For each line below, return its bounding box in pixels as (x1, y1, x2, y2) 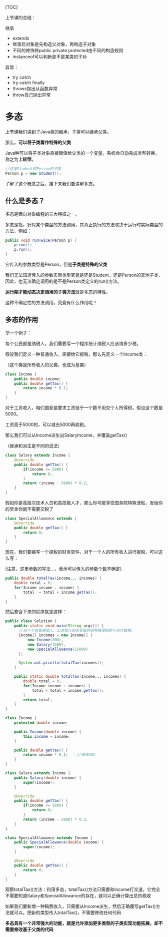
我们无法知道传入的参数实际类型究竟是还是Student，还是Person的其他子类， (5, 272, 163, 278)
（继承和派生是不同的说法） (5, 443, 62, 449)
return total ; (23, 697, 52, 702)
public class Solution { (5, 619, 57, 624)
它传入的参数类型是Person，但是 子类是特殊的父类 (5, 261, 107, 267)
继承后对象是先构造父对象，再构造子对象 (12, 41, 96, 47)
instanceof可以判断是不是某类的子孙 (12, 54, 87, 60)
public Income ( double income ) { (14, 729, 81, 734)
